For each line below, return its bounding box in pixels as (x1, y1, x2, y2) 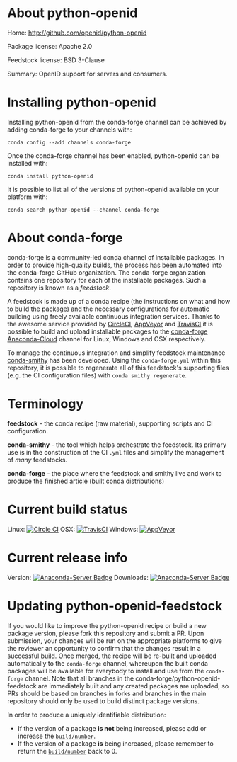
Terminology (7, 396, 83, 411)
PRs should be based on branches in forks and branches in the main (7, 689, 207, 698)
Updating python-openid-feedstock (7, 598, 223, 614)
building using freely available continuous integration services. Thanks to (7, 312, 221, 320)
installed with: (7, 159, 48, 167)
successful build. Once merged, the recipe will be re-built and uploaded (7, 652, 217, 660)
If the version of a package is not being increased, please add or (17, 724, 207, 732)
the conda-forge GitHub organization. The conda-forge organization (7, 268, 207, 277)
